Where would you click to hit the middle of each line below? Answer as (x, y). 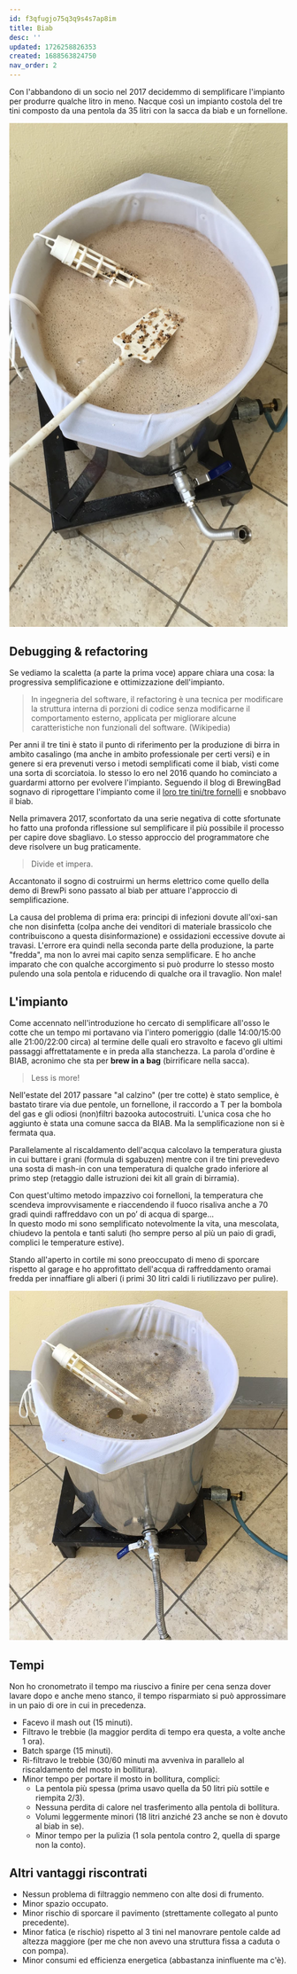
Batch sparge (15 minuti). (67, 1751)
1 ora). (34, 1742)
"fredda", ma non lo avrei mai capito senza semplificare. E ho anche (133, 955)
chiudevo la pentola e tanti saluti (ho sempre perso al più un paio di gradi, (143, 1234)
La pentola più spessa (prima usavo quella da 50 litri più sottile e (152, 1789)
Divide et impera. (62, 864)
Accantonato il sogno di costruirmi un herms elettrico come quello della (139, 881)
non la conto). (61, 1845)
